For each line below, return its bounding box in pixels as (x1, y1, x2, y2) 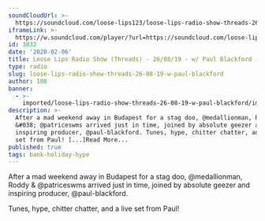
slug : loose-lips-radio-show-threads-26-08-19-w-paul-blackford (8, 70, 224, 78)
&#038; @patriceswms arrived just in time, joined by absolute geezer (15, 121, 252, 129)
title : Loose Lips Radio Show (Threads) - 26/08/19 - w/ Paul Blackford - (8, 56, 259, 64)
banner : (8, 84, 34, 93)
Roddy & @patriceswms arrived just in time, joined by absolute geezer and (8, 180, 251, 190)
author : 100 (8, 77, 47, 85)
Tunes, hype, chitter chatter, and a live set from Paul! (8, 204, 180, 213)
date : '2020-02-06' (8, 48, 73, 56)
